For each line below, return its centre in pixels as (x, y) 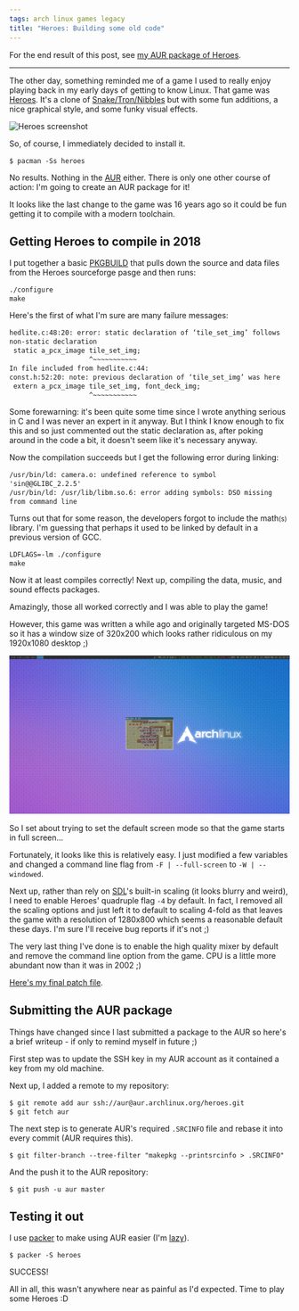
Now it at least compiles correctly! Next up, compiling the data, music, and (145, 581)
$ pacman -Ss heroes (48, 161)
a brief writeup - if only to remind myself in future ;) (103, 1041)
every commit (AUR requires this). (71, 1138)
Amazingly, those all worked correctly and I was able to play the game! (139, 607)
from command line (43, 502)
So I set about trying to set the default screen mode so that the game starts (147, 828)
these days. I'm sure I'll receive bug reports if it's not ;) (109, 928)
